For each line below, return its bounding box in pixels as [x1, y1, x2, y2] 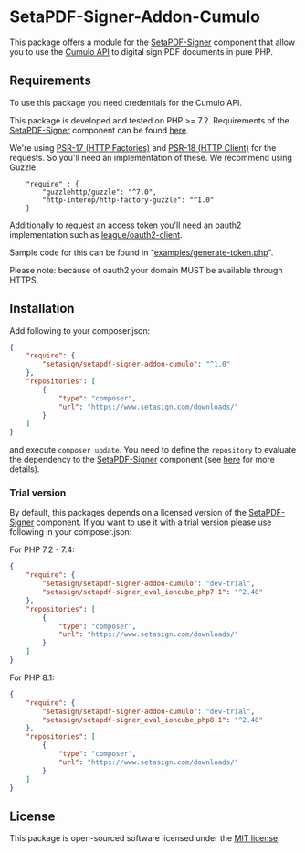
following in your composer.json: [9, 527, 132, 538]
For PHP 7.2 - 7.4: [9, 544, 75, 555]
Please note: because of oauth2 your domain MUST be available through [9, 264, 283, 275]
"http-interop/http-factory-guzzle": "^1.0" [42, 195, 215, 205]
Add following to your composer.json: [9, 325, 151, 336]
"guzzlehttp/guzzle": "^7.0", [42, 187, 157, 197]
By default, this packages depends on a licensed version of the [9, 507, 247, 518]
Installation [9, 301, 75, 316]
